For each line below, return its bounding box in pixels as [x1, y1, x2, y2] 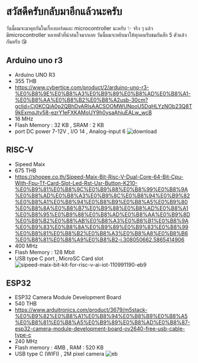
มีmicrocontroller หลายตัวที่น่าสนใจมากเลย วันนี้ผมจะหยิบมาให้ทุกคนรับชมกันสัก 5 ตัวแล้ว [6, 31, 187, 38]
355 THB [14, 77, 37, 85]
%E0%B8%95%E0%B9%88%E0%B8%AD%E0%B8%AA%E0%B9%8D [14, 210, 190, 218]
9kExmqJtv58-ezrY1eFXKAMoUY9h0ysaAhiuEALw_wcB [14, 109, 152, 116]
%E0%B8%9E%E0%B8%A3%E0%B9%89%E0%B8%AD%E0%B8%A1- [14, 90, 191, 97]
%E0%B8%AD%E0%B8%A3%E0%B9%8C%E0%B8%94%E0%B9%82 [14, 192, 190, 199]
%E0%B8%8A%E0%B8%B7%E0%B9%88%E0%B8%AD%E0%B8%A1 [14, 205, 189, 212]
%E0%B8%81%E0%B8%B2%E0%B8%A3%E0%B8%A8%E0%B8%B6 [14, 229, 188, 236]
